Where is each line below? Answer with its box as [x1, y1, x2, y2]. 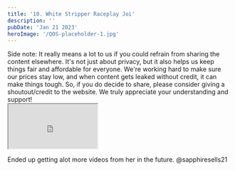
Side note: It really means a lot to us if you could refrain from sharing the [7, 50, 220, 58]
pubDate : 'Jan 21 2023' [7, 24, 78, 31]
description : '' [7, 17, 56, 24]
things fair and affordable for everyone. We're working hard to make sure [7, 65, 221, 73]
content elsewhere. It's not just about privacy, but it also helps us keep [7, 58, 215, 66]
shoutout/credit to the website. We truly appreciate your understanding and [7, 88, 229, 96]
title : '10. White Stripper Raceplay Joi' [7, 10, 135, 18]
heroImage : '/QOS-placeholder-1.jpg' [7, 30, 120, 38]
